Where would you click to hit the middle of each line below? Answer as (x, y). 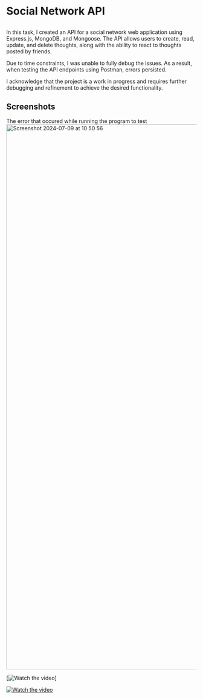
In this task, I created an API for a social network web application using (95, 32)
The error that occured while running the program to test (77, 121)
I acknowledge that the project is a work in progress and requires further (97, 81)
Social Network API (56, 11)
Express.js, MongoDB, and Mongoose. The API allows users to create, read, (100, 38)
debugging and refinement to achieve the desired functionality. (85, 88)
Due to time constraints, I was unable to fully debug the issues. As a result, (99, 63)
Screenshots (31, 106)
